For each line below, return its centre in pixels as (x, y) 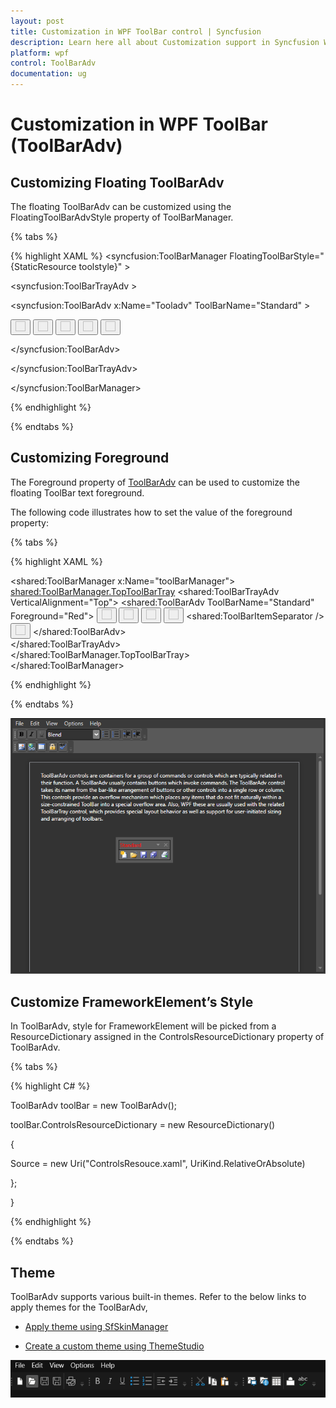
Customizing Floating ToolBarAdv (117, 182)
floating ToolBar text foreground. (77, 492)
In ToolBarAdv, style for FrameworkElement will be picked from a (143, 1026)
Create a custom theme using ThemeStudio (114, 1346)
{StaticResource (43, 266)
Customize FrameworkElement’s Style (132, 1001)
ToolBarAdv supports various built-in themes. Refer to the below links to (158, 1297)
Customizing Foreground (90, 458)
